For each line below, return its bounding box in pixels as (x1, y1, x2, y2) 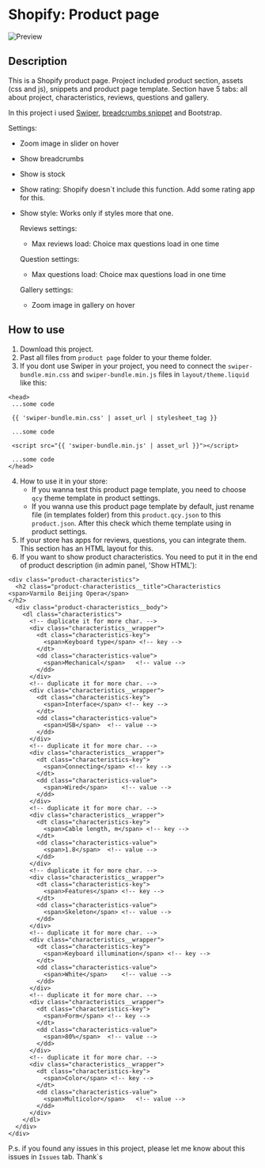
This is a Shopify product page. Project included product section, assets (8, 75, 244, 85)
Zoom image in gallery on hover (31, 300, 135, 309)
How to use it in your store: (19, 476, 108, 486)
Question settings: (19, 254, 80, 264)
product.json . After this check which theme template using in (31, 518, 232, 528)
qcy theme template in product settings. (31, 493, 161, 502)
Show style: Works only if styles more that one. (19, 208, 174, 218)
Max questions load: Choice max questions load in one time (31, 269, 226, 279)
